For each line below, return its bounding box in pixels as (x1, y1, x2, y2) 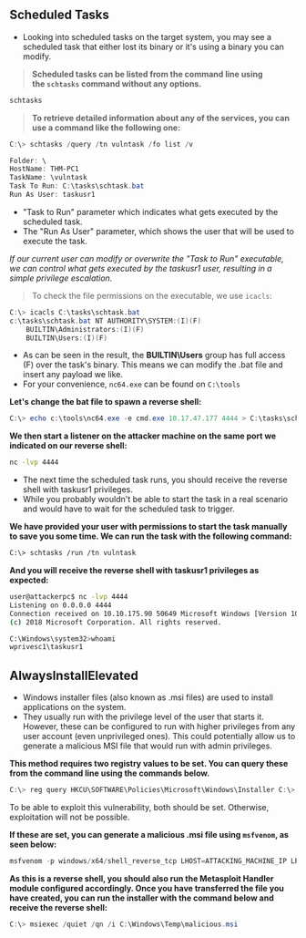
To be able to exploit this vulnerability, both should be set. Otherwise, (9, 802, 270, 812)
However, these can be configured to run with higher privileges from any (22, 721, 296, 732)
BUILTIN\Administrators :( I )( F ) (25, 325, 145, 334)
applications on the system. (22, 702, 127, 713)
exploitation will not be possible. (9, 811, 130, 822)
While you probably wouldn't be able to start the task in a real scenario (22, 494, 289, 505)
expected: (9, 574, 49, 586)
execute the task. (22, 235, 88, 246)
